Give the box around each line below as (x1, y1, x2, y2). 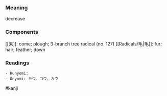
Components (5, 29, 38, 36)
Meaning (5, 4, 28, 11)
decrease (5, 16, 26, 22)
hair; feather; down (5, 46, 45, 53)
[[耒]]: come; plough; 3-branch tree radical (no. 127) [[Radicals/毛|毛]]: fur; (5, 40, 162, 47)
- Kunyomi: (5, 70, 29, 76)
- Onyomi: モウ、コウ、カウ (5, 76, 59, 81)
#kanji (5, 85, 18, 91)
